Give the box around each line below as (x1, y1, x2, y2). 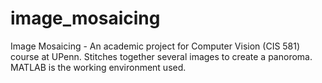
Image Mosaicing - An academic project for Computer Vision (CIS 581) (10, 40, 301, 52)
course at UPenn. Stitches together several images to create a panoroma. (10, 50, 313, 62)
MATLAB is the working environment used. (10, 61, 187, 73)
